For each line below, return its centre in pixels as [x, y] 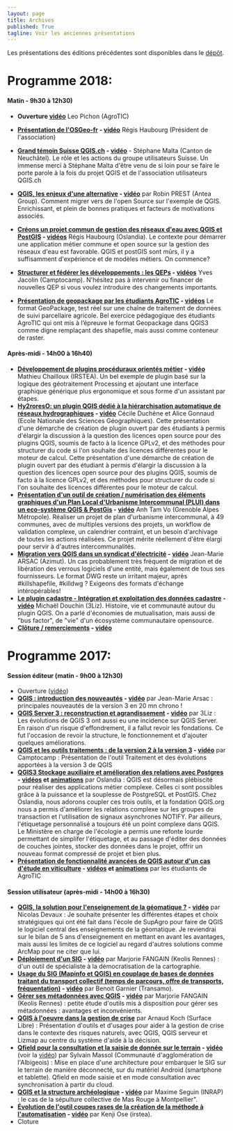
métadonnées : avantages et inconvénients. [80, 1011]
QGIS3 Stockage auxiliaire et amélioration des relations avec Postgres [120, 773]
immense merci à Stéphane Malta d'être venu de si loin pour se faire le [118, 165]
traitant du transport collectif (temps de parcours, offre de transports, [120, 981]
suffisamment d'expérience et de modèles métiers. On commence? [113, 259]
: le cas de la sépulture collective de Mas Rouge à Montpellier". [107, 1100]
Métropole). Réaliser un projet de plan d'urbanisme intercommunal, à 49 [120, 516]
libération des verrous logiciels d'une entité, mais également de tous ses [121, 569]
